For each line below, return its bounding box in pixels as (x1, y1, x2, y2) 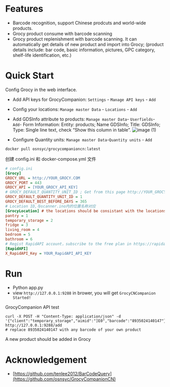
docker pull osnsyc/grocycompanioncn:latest (5, 146, 101, 151)
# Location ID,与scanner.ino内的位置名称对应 (5, 204, 96, 209)
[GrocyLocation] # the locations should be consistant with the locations (5, 208, 166, 213)
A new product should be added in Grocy (5, 336, 91, 342)
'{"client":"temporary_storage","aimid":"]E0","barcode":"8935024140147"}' (5, 319, 168, 324)
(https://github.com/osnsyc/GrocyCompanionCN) (12, 376, 116, 382)
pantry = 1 (5, 213, 28, 218)
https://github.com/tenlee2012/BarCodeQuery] (14, 371, 112, 377)
